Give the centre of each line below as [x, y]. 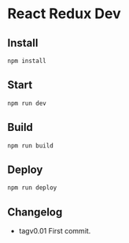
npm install [27, 61]
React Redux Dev [64, 14]
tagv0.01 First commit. [55, 231]
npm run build [31, 146]
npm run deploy [32, 188]
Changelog [35, 212]
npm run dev [27, 103]
